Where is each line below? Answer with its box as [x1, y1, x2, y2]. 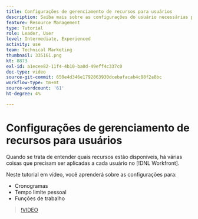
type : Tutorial [6, 25, 44, 31]
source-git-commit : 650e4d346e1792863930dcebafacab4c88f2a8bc [6, 74, 162, 80]
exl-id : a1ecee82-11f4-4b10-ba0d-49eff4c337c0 [6, 63, 123, 69]
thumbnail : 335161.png [6, 52, 62, 58]
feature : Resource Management [6, 19, 81, 25]
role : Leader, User [6, 31, 54, 36]
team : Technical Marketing [6, 47, 72, 53]
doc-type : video [6, 69, 46, 75]
